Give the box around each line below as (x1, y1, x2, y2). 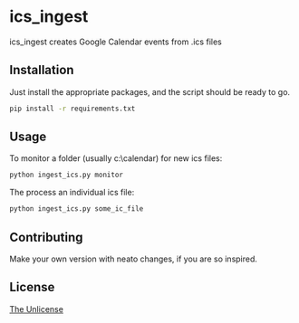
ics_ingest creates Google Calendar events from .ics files (9, 36, 222, 47)
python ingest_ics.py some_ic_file (9, 204, 144, 214)
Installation (9, 62, 74, 78)
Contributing (9, 229, 83, 245)
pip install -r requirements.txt (9, 104, 136, 113)
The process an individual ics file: (9, 187, 135, 198)
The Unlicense (9, 303, 63, 314)
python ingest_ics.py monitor (9, 170, 124, 180)
